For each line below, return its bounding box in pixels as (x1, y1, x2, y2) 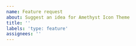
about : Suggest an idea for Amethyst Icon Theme (6, 14, 130, 20)
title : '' (6, 20, 31, 26)
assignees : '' (6, 31, 42, 37)
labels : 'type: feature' (6, 25, 68, 32)
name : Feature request (6, 8, 63, 15)
